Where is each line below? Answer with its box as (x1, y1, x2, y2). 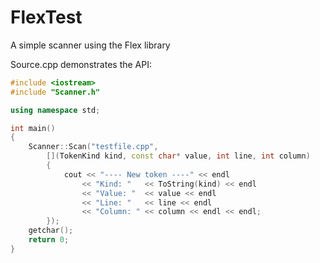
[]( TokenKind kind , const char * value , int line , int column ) (46, 151, 311, 161)
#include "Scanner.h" (10, 87, 101, 97)
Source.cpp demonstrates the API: (10, 58, 153, 70)
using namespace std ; (10, 105, 101, 115)
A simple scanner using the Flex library (10, 39, 171, 51)
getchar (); (28, 226, 74, 236)
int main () (10, 123, 56, 133)
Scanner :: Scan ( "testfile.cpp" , (28, 142, 159, 152)
